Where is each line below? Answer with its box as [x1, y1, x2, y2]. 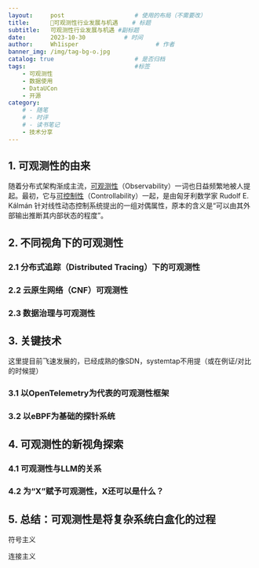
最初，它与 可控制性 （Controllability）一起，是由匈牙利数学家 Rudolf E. [21, 191, 250, 201]
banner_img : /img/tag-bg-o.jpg [8, 48, 111, 56]
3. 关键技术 [8, 334, 62, 348]
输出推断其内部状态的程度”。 [14, 211, 108, 220]
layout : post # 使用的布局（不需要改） [8, 11, 206, 20]
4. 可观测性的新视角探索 [8, 437, 124, 451]
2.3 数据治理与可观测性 [8, 308, 96, 319]
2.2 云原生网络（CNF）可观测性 [8, 284, 129, 295]
